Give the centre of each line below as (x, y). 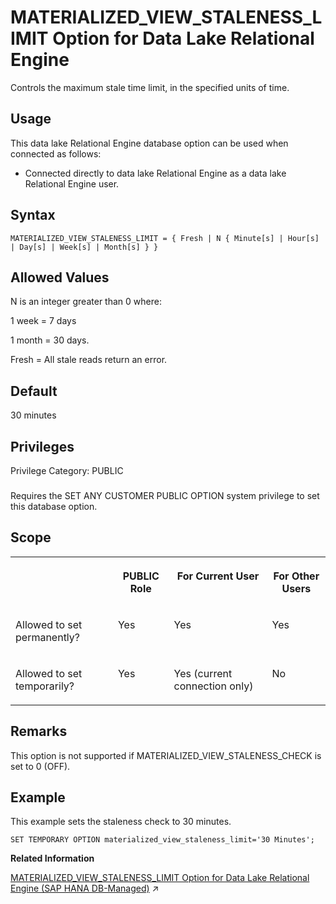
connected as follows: (56, 153)
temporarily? (45, 686)
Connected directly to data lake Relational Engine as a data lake (155, 173)
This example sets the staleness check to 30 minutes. (121, 822)
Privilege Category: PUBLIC (67, 470)
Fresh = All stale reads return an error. (89, 360)
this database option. (54, 506)
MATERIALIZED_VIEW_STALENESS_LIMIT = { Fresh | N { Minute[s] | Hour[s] (165, 238)
